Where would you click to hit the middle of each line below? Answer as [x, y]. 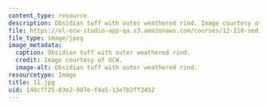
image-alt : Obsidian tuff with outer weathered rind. [106, 68]
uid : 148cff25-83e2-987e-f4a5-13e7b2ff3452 [82, 90]
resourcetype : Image [43, 75]
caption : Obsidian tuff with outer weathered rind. [103, 53]
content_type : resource [48, 16]
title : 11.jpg [32, 82]
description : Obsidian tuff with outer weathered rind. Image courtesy [130, 23]
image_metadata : [35, 45]
